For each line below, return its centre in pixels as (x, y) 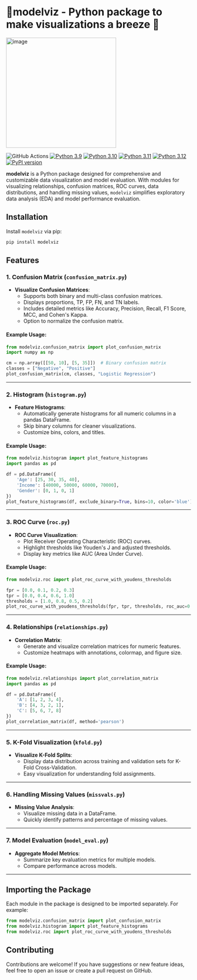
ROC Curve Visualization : (46, 535)
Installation (27, 217)
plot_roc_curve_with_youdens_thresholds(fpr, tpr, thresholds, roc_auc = (97, 607)
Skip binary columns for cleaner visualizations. (80, 426)
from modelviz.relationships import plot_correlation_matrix (82, 678)
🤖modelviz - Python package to (84, 12)
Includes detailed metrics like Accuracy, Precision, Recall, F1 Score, (105, 308)
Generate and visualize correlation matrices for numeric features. (102, 646)
